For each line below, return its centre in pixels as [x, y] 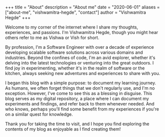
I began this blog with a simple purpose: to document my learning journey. [81, 83]
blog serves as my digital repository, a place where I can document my [77, 99]
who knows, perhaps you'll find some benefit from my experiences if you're [82, 109]
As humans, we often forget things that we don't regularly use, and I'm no [80, 88]
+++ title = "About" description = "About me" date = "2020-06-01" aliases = [82, 7]
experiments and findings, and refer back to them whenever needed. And [80, 104]
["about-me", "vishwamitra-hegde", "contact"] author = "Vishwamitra [76, 12]
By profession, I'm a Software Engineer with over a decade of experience [80, 47]
